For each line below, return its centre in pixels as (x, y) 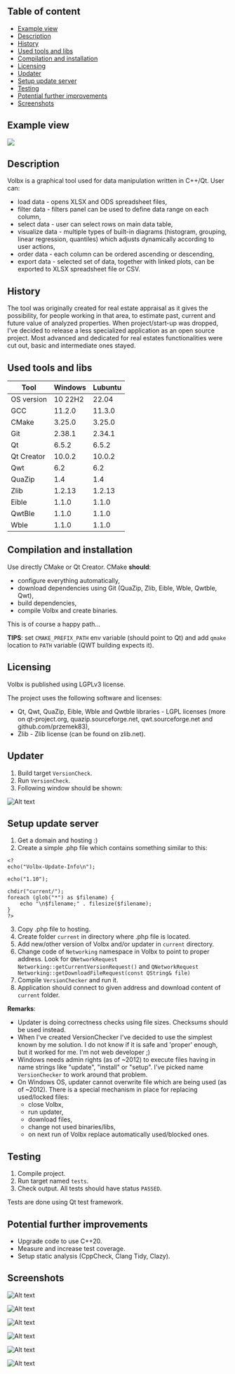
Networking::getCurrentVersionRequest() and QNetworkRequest (108, 967)
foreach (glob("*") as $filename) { (61, 898)
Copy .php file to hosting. (54, 929)
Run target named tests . (53, 1181)
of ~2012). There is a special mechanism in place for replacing (107, 1090)
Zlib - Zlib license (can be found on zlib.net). (81, 733)
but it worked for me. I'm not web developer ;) (84, 1052)
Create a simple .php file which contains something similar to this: (113, 848)
